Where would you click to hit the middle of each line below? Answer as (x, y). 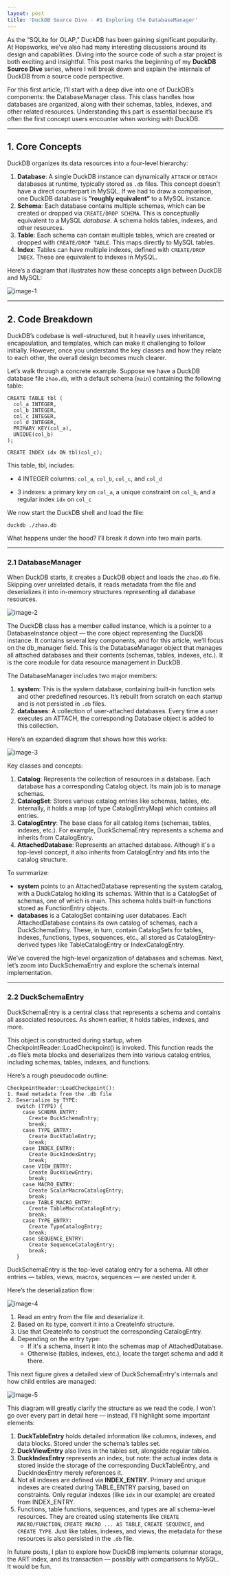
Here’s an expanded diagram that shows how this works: (87, 739)
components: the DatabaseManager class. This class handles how (101, 96)
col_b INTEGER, (35, 410)
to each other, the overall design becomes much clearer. (87, 358)
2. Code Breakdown (50, 319)
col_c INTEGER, (35, 417)
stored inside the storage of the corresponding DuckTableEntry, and (113, 1465)
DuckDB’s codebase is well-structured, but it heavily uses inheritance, (106, 336)
